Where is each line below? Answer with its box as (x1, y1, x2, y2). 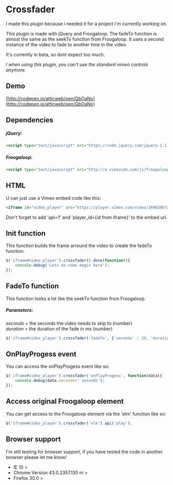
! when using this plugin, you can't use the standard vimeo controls (6, 61, 148, 67)
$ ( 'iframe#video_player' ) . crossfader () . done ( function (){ (6, 258, 130, 263)
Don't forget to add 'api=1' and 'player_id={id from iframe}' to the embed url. (6, 214, 167, 220)
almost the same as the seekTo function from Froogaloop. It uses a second (6, 36, 164, 42)
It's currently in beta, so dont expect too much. (6, 51, 105, 58)
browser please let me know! (6, 454, 67, 460)
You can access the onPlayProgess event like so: (6, 363, 109, 369)
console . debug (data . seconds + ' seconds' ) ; (15, 378, 105, 383)
